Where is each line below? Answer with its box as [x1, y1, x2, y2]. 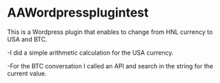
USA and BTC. [7, 35, 48, 43]
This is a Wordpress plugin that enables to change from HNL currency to [7, 28, 213, 36]
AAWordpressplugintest [7, 5, 149, 21]
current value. [7, 69, 47, 77]
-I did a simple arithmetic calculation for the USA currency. [7, 48, 174, 57]
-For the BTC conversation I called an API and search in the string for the [7, 62, 214, 70]
